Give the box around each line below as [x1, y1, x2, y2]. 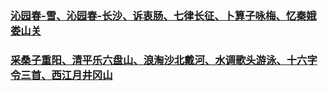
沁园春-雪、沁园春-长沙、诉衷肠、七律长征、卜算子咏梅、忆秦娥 [10, 8, 317, 22]
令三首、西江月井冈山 [10, 68, 113, 82]
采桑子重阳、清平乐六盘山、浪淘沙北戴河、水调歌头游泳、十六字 [10, 53, 318, 67]
